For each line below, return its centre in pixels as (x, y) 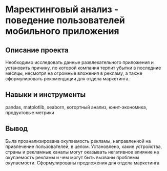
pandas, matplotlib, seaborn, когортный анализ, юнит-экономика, (76, 107)
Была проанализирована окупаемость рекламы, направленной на (78, 141)
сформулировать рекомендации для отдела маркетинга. (68, 79)
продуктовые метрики (30, 112)
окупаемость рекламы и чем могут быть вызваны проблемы (72, 157)
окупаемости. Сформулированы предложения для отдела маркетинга (82, 163)
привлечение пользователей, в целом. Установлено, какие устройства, (84, 146)
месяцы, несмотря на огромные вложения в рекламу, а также (74, 73)
